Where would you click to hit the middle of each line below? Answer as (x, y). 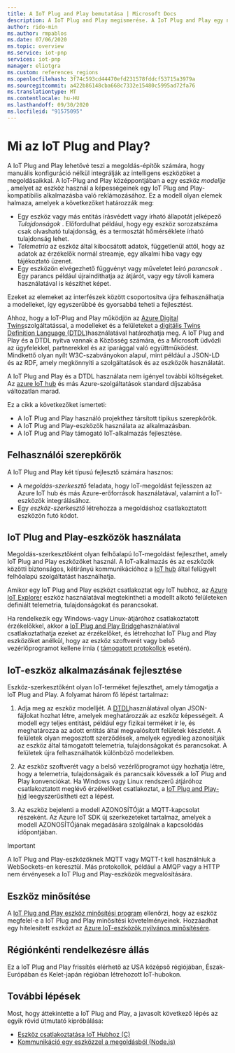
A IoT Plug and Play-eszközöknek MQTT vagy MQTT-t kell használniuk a (112, 860)
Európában (23, 974)
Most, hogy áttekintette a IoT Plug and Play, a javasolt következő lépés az (113, 1013)
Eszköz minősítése (49, 896)
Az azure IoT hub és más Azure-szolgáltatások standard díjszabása (104, 383)
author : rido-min (33, 27)
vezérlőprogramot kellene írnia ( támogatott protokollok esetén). (99, 648)
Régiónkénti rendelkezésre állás (78, 950)
